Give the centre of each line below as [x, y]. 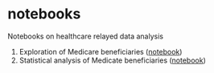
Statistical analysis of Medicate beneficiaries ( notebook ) [113, 60]
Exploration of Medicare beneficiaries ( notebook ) [101, 51]
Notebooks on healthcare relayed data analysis [86, 36]
